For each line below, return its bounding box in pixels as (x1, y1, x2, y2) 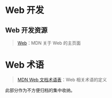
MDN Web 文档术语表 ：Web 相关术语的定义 (17, 77, 107, 83)
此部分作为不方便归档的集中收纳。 (5, 87, 75, 93)
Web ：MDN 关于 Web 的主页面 (17, 40, 81, 46)
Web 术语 (5, 59, 44, 71)
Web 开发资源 (5, 26, 48, 34)
